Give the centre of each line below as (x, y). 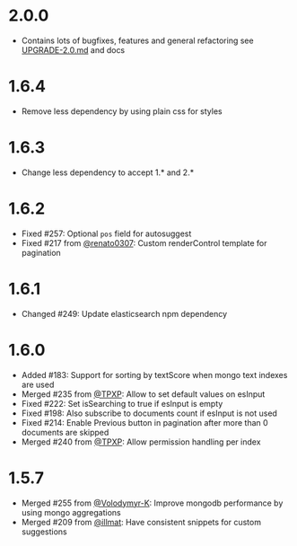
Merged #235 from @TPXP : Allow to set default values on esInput (143, 394)
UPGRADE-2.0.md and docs (73, 49)
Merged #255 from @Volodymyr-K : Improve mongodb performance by (152, 503)
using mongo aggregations (71, 512)
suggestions (44, 532)
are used (38, 384)
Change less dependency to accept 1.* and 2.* (108, 172)
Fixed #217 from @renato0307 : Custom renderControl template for (144, 242)
